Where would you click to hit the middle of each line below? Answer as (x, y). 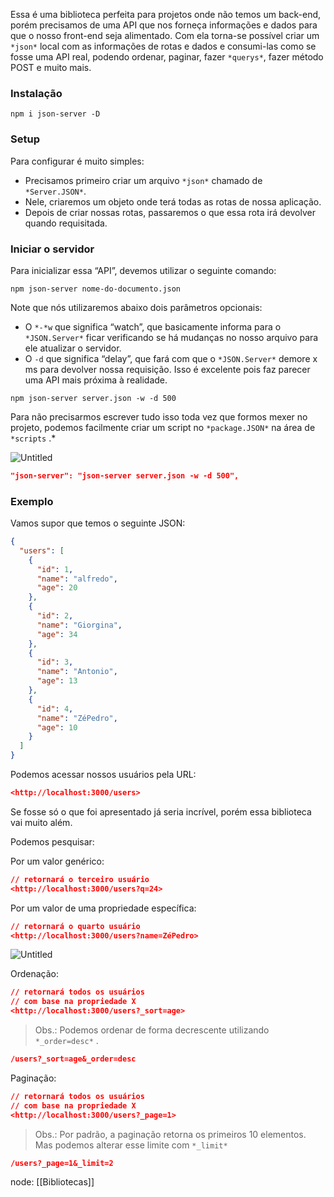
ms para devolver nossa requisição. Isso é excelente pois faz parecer (167, 369)
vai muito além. (41, 822)
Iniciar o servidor (52, 249)
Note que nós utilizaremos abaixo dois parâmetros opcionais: (136, 307)
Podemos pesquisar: (52, 841)
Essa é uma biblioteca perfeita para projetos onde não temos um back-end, (166, 14)
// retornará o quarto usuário (75, 926)
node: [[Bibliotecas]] (52, 1182)
